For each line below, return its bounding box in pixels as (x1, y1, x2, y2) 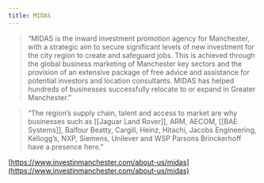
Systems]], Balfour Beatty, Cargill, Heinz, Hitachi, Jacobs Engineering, (27, 125, 257, 134)
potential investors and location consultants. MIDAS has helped (27, 76, 235, 85)
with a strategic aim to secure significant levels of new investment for (27, 41, 255, 52)
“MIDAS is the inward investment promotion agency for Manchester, (27, 33, 250, 43)
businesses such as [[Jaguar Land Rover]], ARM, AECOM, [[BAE (27, 116, 238, 126)
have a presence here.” (27, 142, 104, 151)
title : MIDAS (8, 11, 52, 20)
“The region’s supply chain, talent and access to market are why (27, 108, 238, 118)
